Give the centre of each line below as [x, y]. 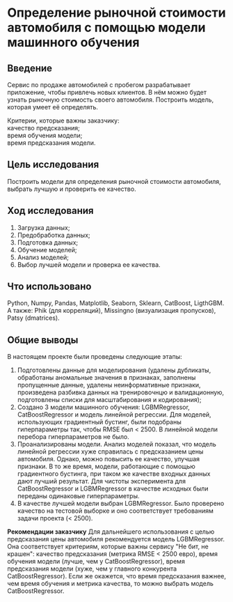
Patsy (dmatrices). [34, 318]
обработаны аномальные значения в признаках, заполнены [106, 378]
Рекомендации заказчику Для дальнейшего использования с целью [111, 532]
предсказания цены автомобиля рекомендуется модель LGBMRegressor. [116, 539]
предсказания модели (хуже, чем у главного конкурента [92, 569]
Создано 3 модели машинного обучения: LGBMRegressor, [103, 407]
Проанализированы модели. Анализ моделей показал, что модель [117, 445]
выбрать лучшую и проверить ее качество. [72, 189]
